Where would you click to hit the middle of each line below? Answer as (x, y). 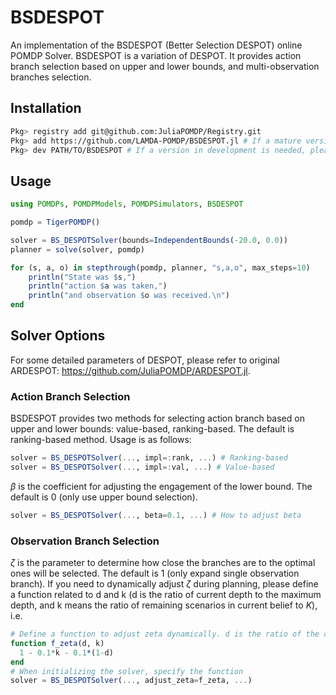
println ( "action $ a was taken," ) (98, 286)
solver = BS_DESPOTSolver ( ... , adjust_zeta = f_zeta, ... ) (131, 681)
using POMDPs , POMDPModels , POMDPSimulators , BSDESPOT (127, 204)
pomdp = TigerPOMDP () (55, 222)
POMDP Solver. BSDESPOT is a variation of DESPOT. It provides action (156, 55)
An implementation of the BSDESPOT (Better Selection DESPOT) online (156, 45)
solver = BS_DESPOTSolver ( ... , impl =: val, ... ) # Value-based (142, 467)
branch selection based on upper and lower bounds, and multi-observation (165, 66)
